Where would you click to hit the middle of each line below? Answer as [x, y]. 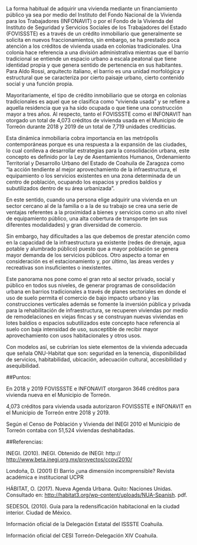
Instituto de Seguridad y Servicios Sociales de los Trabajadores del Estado [96, 27]
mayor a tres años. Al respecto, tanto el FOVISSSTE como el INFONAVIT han [99, 114]
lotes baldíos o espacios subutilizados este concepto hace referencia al [93, 323]
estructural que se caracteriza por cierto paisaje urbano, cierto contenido [95, 77]
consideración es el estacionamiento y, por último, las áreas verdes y [90, 261]
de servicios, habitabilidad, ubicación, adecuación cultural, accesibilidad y [96, 359]
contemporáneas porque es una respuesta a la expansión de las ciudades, [96, 144]
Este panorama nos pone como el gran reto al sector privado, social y [91, 279]
